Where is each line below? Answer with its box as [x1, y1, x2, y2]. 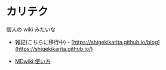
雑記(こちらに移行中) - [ [14, 38, 73, 45]
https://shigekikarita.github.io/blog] [73, 38, 160, 45]
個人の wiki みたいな [6, 26, 56, 33]
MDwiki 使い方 [14, 57, 51, 65]
